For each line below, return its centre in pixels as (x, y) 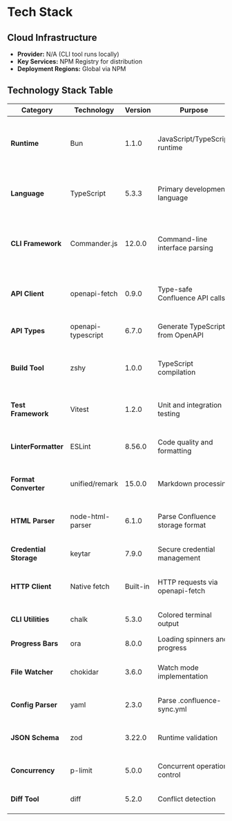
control (169, 775)
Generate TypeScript (192, 326)
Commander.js (94, 243)
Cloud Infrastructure (52, 38)
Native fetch (90, 586)
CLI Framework (36, 243)
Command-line (183, 239)
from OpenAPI (181, 334)
